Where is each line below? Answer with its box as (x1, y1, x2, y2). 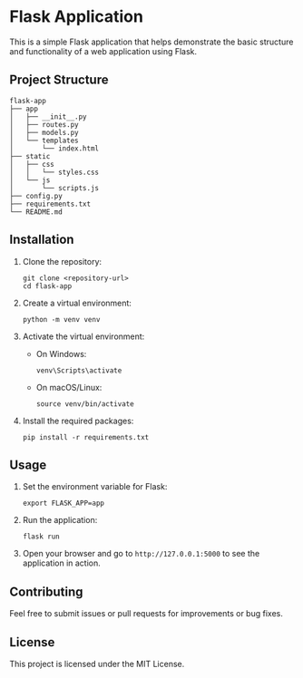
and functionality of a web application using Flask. (9, 45, 198, 56)
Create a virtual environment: (22, 297, 132, 308)
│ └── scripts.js (9, 183, 100, 192)
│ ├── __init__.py (9, 111, 88, 121)
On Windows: (35, 348, 87, 359)
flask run (22, 532, 61, 541)
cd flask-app (22, 281, 73, 291)
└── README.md (9, 207, 64, 217)
